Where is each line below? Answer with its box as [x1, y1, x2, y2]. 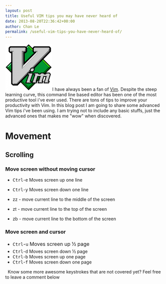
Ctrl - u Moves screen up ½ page [12, 241, 90, 248]
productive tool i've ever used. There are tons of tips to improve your [5, 97, 147, 103]
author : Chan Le [5, 24, 39, 29]
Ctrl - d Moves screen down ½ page [12, 248, 88, 254]
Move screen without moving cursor [5, 166, 95, 173]
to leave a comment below [5, 274, 60, 280]
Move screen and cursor [5, 228, 66, 235]
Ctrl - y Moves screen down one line [12, 187, 89, 193]
